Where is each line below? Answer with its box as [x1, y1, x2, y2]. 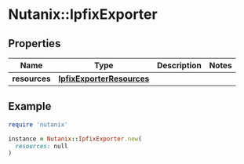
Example [8, 100, 52, 113]
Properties [8, 37, 61, 50]
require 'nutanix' [8, 120, 68, 129]
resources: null [15, 142, 68, 150]
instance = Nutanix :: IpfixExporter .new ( [8, 135, 143, 143]
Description [156, 60, 202, 71]
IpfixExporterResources [58, 73, 150, 84]
